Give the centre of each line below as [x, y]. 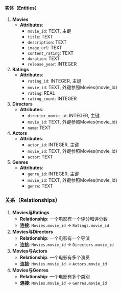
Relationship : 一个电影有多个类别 [55, 276]
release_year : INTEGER [52, 64]
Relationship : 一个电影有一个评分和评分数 [64, 219]
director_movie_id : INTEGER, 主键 [64, 116]
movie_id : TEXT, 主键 [49, 31]
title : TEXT [40, 37]
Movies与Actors [30, 251]
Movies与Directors [32, 232]
